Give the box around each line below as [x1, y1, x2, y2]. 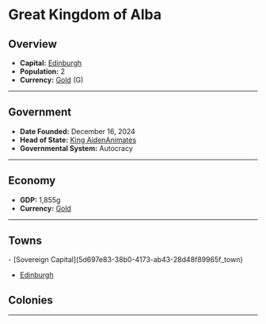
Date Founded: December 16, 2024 [19, 126, 136, 136]
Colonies [8, 293, 54, 307]
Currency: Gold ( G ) [19, 75, 84, 84]
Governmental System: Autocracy [19, 143, 133, 152]
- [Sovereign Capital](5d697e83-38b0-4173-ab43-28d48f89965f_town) [8, 255, 243, 264]
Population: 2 [19, 67, 66, 76]
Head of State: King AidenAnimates [19, 135, 137, 145]
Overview [8, 37, 58, 51]
